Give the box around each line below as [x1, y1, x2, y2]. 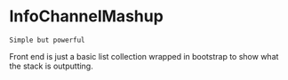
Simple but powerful [9, 36, 86, 44]
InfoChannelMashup [9, 6, 164, 27]
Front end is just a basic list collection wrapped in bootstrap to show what [9, 51, 279, 61]
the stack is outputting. [9, 60, 93, 71]
